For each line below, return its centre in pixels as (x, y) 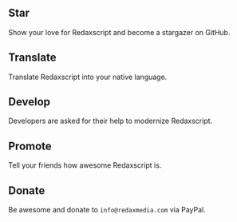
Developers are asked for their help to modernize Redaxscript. (111, 121)
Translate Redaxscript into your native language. (88, 77)
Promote (30, 146)
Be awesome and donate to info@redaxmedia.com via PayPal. (107, 210)
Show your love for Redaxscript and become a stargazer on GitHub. (119, 32)
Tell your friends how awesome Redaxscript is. (85, 165)
